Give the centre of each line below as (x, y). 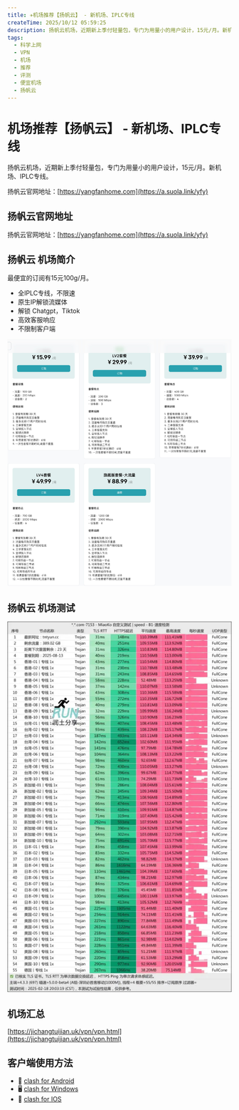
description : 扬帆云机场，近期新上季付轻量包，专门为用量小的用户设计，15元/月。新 (118, 30)
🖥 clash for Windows (48, 1089)
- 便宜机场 (28, 83)
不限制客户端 (36, 329)
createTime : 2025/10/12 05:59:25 (57, 22)
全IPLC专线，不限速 (47, 293)
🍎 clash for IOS (39, 1099)
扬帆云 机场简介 (41, 259)
